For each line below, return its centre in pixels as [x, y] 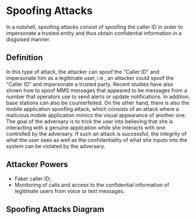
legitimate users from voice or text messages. [70, 191]
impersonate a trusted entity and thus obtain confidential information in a [94, 33]
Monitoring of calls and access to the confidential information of [92, 184]
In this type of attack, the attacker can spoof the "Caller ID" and [83, 72]
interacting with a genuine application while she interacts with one [86, 127]
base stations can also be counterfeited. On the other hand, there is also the [98, 103]
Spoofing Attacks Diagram [55, 209]
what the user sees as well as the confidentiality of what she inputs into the [97, 140]
